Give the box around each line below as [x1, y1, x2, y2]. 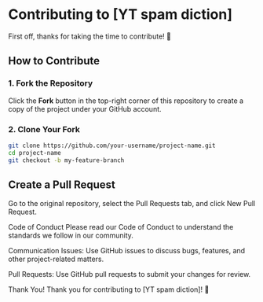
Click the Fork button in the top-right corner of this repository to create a [8, 96, 244, 105]
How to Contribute [8, 54, 100, 68]
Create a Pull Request [8, 178, 115, 191]
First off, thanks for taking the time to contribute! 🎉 [8, 31, 171, 41]
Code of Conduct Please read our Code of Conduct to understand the [8, 223, 234, 232]
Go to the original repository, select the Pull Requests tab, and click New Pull [8, 199, 256, 208]
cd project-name [8, 149, 61, 157]
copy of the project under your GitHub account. [8, 104, 163, 113]
